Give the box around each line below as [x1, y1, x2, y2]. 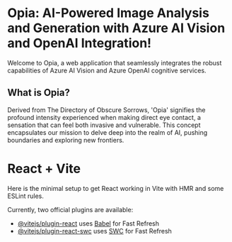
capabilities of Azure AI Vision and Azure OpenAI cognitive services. [7, 66, 207, 75]
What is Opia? [7, 87, 71, 99]
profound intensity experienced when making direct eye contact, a [7, 113, 202, 121]
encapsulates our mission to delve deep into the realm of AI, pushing [7, 128, 208, 136]
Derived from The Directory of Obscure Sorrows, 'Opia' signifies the [7, 105, 206, 114]
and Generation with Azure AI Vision [7, 20, 226, 36]
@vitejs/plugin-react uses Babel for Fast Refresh [17, 219, 160, 228]
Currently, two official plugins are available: [7, 205, 134, 214]
